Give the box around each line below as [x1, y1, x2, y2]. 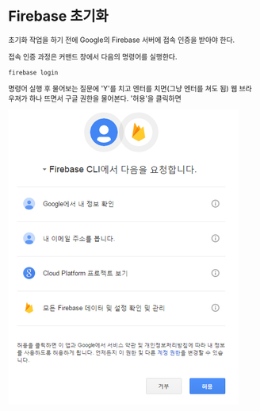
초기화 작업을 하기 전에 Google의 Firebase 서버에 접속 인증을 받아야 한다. [8, 35, 235, 44]
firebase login [8, 68, 59, 76]
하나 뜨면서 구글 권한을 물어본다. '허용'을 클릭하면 [29, 93, 182, 103]
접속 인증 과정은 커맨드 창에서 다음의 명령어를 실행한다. [8, 52, 178, 61]
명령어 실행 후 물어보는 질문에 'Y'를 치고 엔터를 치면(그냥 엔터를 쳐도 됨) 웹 [8, 83, 238, 93]
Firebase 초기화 [8, 7, 109, 25]
